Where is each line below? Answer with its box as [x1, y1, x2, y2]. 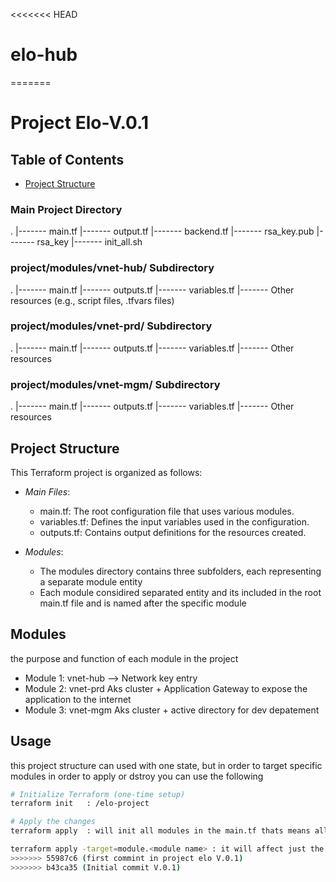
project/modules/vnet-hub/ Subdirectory [10, 261, 215, 275]
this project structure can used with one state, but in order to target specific [10, 759, 323, 771]
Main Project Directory [10, 202, 123, 216]
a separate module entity [39, 575, 143, 588]
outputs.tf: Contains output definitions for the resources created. [39, 526, 307, 538]
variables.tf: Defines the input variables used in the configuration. [39, 515, 310, 528]
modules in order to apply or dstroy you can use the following [10, 770, 264, 782]
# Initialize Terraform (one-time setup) [10, 789, 186, 799]
